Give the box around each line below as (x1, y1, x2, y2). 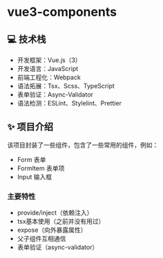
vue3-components (7, 4, 117, 20)
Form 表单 (17, 155, 46, 163)
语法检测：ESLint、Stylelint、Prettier (17, 99, 122, 107)
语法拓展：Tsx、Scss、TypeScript (17, 82, 115, 90)
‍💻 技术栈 (7, 33, 46, 45)
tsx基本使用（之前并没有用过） (17, 217, 105, 226)
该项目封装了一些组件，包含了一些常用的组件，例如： (7, 141, 159, 149)
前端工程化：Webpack (17, 73, 81, 81)
